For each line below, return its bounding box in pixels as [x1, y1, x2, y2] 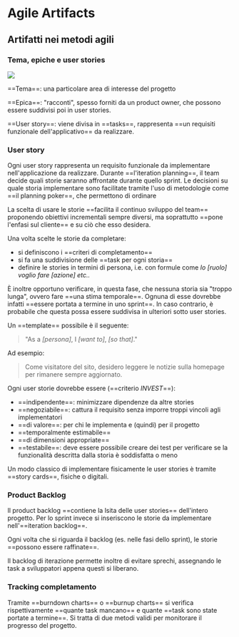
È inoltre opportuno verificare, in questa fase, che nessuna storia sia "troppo [7, 285, 233, 293]
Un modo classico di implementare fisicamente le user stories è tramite [7, 465, 216, 474]
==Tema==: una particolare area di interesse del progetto [7, 84, 176, 93]
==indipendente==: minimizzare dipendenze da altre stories [17, 398, 195, 407]
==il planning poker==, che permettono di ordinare [7, 191, 157, 200]
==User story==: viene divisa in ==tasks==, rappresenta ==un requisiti [7, 119, 215, 128]
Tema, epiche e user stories [7, 55, 106, 65]
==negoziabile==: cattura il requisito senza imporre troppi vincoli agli [17, 405, 221, 414]
